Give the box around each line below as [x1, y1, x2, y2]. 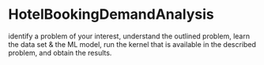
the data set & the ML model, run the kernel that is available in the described [8, 39, 257, 49]
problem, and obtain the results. [8, 48, 112, 57]
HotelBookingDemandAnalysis [8, 5, 215, 23]
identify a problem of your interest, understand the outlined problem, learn [8, 31, 251, 41]
